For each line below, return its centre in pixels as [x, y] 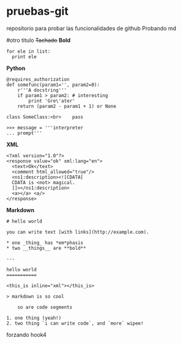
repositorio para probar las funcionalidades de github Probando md [91, 28]
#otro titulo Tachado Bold [39, 40]
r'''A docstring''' [42, 90]
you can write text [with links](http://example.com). [78, 232]
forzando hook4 [27, 334]
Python [16, 68]
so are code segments [45, 307]
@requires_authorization [38, 79]
